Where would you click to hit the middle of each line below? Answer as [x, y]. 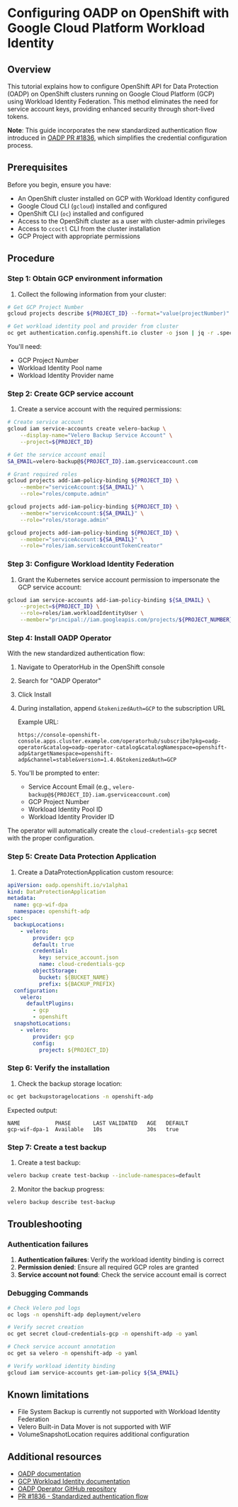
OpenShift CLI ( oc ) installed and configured [80, 213]
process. [20, 145]
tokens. [18, 116]
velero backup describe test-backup [61, 1202]
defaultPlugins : [50, 1004]
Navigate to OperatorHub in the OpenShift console [91, 667]
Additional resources [55, 1456]
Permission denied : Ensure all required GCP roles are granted [108, 1267]
